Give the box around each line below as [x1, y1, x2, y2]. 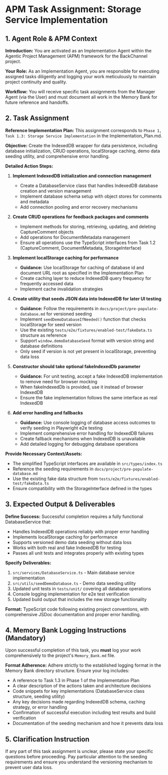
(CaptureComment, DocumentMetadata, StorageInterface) [20, 245, 142, 251]
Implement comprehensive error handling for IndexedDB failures [20, 430, 154, 436]
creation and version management [20, 188, 92, 194]
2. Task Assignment [5, 114, 69, 123]
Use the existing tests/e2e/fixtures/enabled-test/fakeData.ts [20, 327, 152, 333]
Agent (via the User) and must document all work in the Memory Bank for [5, 94, 158, 100]
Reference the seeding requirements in [12, 465, 94, 472]
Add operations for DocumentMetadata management [20, 234, 130, 240]
